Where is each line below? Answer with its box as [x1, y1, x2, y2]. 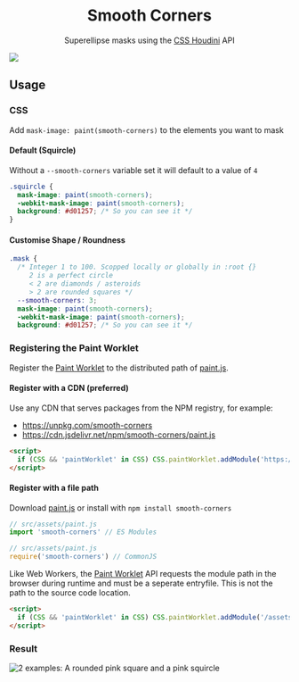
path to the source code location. [9, 587, 131, 598]
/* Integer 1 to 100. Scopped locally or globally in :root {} [17, 262, 256, 272]
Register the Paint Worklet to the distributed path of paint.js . [9, 362, 229, 373]
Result [9, 642, 38, 654]
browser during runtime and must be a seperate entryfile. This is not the [9, 578, 273, 589]
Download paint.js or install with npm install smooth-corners [9, 502, 232, 513]
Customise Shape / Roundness [9, 234, 126, 245]
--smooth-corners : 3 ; [17, 295, 98, 304]
